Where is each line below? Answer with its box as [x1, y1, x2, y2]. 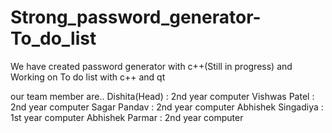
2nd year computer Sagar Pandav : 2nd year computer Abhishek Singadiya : [10, 101, 324, 113]
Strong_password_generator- [10, 6, 262, 29]
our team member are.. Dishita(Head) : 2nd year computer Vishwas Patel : [10, 90, 315, 102]
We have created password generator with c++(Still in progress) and [10, 60, 293, 72]
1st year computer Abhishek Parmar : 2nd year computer [10, 111, 244, 123]
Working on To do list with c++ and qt [10, 71, 166, 83]
